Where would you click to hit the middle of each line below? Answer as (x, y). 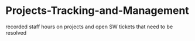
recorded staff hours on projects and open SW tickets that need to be (89, 27)
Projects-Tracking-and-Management (97, 11)
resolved (16, 32)
